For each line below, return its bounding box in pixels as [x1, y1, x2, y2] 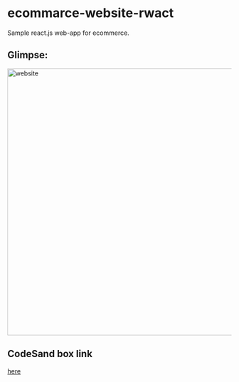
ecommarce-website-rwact [7, 5, 174, 21]
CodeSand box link [7, 348, 92, 360]
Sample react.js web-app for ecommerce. [7, 28, 129, 37]
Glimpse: [7, 49, 48, 61]
